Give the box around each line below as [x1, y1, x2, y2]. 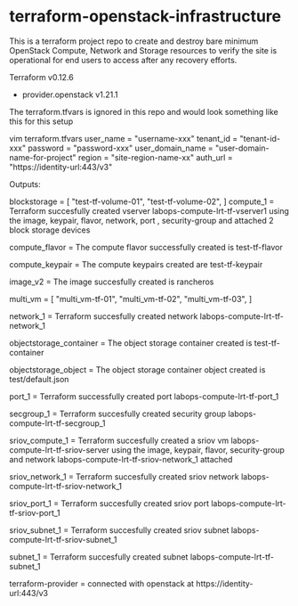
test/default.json [9, 373, 69, 384]
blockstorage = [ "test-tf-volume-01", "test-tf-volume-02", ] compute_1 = [9, 196, 275, 207]
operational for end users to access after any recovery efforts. [9, 54, 238, 65]
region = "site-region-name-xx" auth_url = [77, 151, 233, 162]
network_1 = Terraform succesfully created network [9, 310, 198, 322]
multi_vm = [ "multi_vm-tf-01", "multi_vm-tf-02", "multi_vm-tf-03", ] [9, 293, 253, 304]
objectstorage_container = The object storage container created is [9, 337, 253, 348]
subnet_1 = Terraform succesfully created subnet [9, 551, 189, 562]
